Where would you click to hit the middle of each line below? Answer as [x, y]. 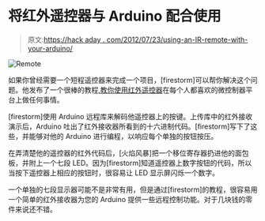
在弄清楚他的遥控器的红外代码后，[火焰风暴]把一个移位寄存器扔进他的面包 [129, 153]
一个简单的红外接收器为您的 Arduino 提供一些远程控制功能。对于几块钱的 [127, 199]
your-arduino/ [50, 48]
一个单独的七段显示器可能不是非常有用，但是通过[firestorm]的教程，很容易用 [133, 189]
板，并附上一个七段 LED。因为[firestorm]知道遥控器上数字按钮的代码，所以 [130, 163]
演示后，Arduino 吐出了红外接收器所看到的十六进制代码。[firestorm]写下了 [129, 126]
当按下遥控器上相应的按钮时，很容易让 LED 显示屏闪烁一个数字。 [114, 172]
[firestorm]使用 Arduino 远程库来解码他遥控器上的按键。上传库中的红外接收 [131, 116]
